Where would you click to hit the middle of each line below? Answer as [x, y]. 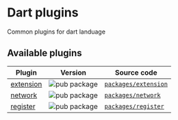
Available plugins [44, 53]
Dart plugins [43, 13]
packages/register [134, 106]
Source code [136, 72]
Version [74, 72]
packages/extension [136, 84]
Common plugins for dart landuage [56, 32]
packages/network [132, 95]
